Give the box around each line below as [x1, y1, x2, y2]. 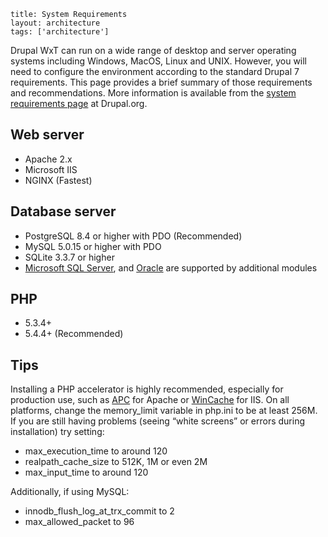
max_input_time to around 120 [24, 466, 149, 479]
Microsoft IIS [24, 163, 78, 175]
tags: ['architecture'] [10, 27, 110, 37]
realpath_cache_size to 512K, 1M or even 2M [24, 456, 208, 468]
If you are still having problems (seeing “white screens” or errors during [10, 415, 306, 427]
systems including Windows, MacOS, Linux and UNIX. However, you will [10, 55, 308, 67]
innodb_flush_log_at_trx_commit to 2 [24, 505, 175, 517]
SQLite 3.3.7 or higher [24, 251, 115, 263]
